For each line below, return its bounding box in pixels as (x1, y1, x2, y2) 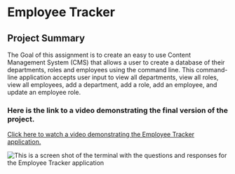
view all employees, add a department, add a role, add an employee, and (7, 81, 217, 88)
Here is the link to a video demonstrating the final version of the (7, 105, 228, 115)
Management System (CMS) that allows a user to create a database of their (7, 58, 225, 67)
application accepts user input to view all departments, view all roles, (19, 73, 219, 81)
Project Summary (7, 32, 86, 44)
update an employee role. (7, 88, 81, 96)
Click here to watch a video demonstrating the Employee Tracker (7, 130, 195, 139)
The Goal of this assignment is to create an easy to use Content (7, 51, 192, 59)
